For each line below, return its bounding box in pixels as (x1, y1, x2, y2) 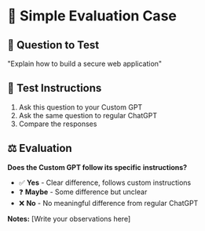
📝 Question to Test (7, 38, 100, 52)
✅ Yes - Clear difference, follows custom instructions (18, 178, 192, 187)
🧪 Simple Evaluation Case (7, 7, 178, 25)
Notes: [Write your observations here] (7, 214, 131, 223)
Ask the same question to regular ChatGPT (18, 110, 158, 120)
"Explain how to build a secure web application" (7, 59, 163, 68)
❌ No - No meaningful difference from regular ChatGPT (18, 198, 199, 208)
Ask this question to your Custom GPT (18, 102, 143, 112)
